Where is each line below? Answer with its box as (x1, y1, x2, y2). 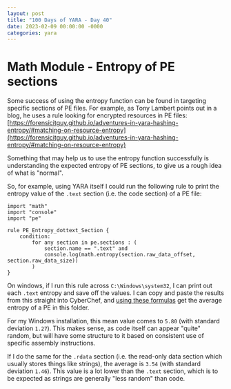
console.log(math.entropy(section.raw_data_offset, (43, 252, 196, 258)
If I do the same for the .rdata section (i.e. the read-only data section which (7, 352, 223, 361)
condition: (19, 233, 51, 240)
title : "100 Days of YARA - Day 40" (7, 17, 112, 23)
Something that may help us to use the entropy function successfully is (7, 154, 209, 162)
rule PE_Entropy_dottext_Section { (7, 227, 110, 234)
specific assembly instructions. (7, 339, 96, 348)
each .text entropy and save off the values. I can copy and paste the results (7, 289, 224, 297)
